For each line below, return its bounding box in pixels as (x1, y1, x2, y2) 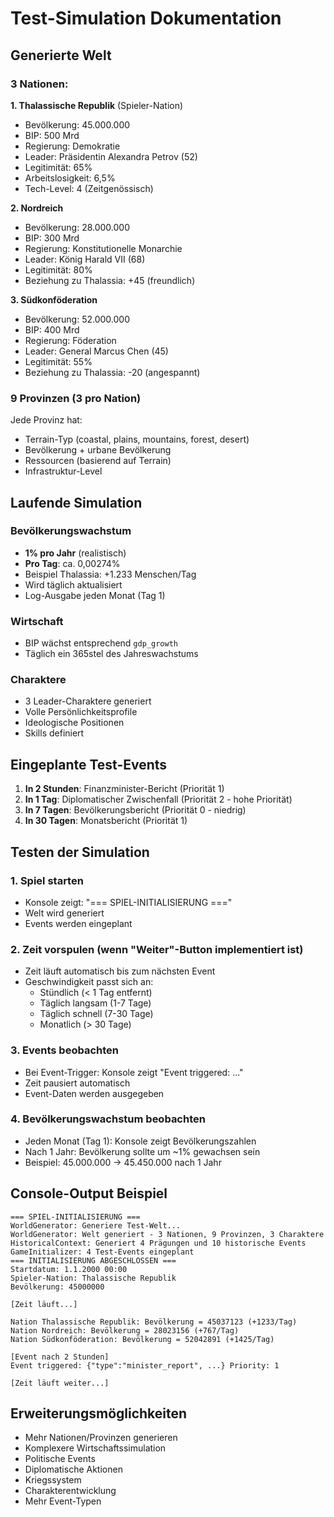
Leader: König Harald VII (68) (24, 253, 146, 265)
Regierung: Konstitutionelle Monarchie (24, 242, 183, 254)
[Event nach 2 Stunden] (10, 1352, 110, 1362)
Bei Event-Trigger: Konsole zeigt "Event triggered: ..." (24, 1066, 244, 1078)
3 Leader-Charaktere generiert (24, 695, 152, 707)
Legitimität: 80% (24, 263, 93, 276)
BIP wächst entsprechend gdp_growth (24, 637, 178, 649)
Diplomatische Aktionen (24, 1463, 123, 1476)
